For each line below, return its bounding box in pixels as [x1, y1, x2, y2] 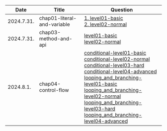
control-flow [39, 87, 69, 93]
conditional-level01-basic [84, 50, 147, 56]
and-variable [39, 21, 71, 28]
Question [110, 6, 133, 13]
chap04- [39, 80, 61, 87]
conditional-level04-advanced [84, 68, 157, 75]
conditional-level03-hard [84, 62, 145, 68]
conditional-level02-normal [84, 56, 150, 63]
